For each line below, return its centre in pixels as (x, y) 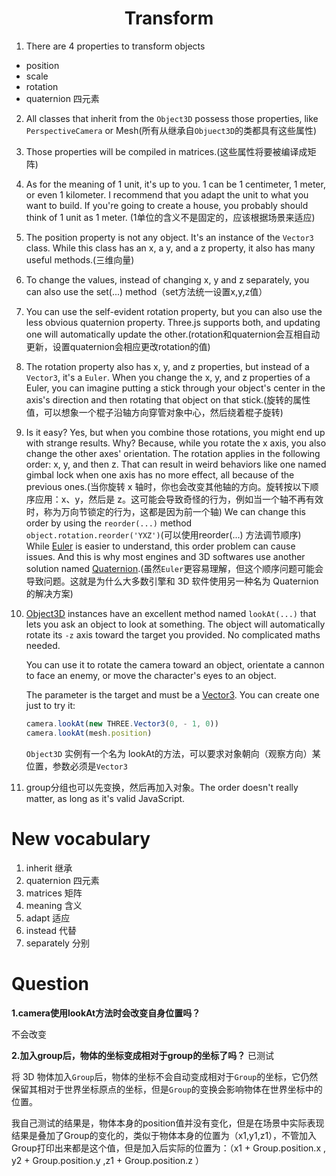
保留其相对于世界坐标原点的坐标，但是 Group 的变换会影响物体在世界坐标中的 (167, 1089)
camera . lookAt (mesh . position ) (89, 733)
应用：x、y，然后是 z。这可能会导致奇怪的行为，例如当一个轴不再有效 (179, 499)
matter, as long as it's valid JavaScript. (105, 798)
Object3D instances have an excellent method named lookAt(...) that (171, 613)
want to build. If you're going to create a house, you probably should (167, 205)
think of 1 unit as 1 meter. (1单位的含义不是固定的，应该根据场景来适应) (170, 217)
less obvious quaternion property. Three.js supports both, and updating (173, 322)
